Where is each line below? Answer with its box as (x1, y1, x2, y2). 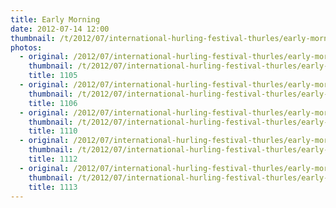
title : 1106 (28, 98, 78, 108)
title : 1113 (28, 182, 78, 192)
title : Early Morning (10, 14, 101, 25)
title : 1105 (28, 71, 78, 81)
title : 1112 (28, 154, 78, 164)
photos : (10, 42, 43, 53)
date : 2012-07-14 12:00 (10, 24, 110, 34)
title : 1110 (28, 126, 78, 136)
